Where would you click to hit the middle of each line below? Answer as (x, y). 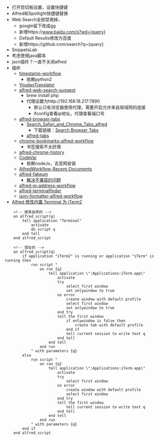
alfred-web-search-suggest (47, 90)
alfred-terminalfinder (40, 191)
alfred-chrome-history (42, 152)
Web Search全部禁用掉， (37, 19)
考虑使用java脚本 (29, 55)
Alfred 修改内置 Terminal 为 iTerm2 (47, 202)
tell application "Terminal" (52, 221)
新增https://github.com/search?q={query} (61, 44)
